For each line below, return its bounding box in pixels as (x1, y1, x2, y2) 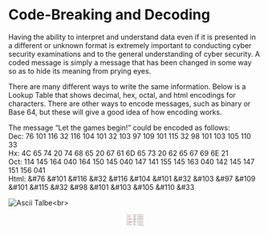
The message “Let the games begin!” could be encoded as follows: (8, 123, 230, 132)
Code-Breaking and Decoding (8, 6, 211, 24)
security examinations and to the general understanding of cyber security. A (8, 49, 261, 58)
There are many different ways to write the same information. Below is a (8, 82, 246, 91)
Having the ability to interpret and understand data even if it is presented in (8, 32, 257, 42)
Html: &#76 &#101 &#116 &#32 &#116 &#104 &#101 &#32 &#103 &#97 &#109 (8, 174, 256, 184)
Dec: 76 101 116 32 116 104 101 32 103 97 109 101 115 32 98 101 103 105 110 (8, 131, 251, 141)
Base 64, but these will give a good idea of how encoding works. (8, 107, 222, 117)
